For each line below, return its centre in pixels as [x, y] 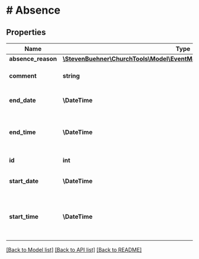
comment [23, 76]
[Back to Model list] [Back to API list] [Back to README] [74, 250]
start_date [24, 181]
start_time [24, 217]
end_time [23, 132]
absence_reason [33, 59]
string [71, 76]
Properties [26, 32]
